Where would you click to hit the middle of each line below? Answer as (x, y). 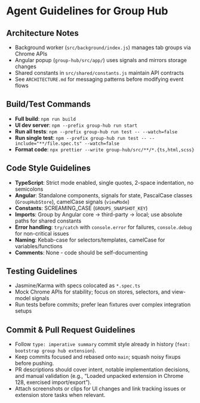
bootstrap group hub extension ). (56, 350)
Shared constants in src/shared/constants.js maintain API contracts (99, 73)
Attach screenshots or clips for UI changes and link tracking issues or (100, 389)
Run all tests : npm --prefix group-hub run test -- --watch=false (96, 131)
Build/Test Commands (49, 104)
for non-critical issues (42, 233)
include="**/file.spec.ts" (48, 144)
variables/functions (39, 246)
